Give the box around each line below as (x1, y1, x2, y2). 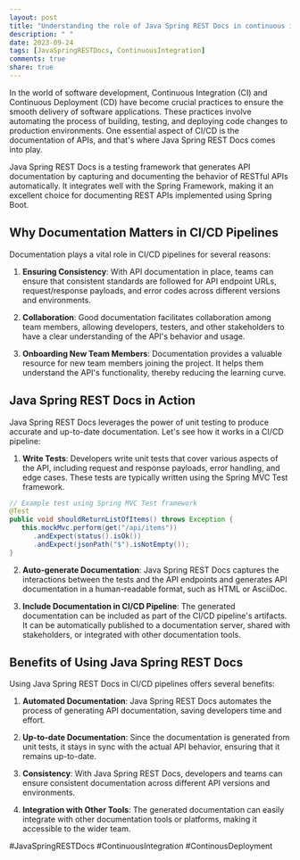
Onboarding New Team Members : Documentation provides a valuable (21, 348, 283, 359)
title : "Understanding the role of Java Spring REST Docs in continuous (9, 21, 286, 30)
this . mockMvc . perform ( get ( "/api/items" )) (21, 524, 178, 533)
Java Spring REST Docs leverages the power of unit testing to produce (9, 417, 270, 427)
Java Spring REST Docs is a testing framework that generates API (9, 161, 251, 172)
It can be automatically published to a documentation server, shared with (21, 619, 291, 630)
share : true (9, 63, 54, 72)
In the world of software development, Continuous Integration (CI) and (9, 87, 268, 98)
